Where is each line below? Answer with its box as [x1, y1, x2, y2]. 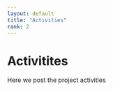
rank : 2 [7, 23, 30, 30]
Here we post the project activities [7, 76, 106, 84]
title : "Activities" [7, 17, 68, 24]
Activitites [7, 53, 68, 69]
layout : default [7, 10, 54, 17]
